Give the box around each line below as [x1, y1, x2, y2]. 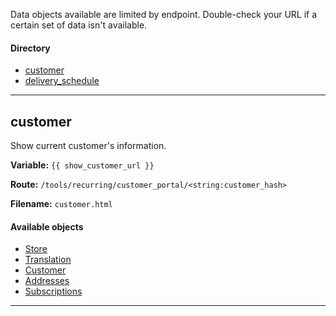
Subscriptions [24, 285, 83, 298]
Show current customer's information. [10, 140, 167, 152]
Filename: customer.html [10, 198, 113, 210]
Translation [24, 254, 72, 266]
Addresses [24, 275, 70, 287]
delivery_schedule [24, 75, 100, 87]
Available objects [10, 220, 84, 233]
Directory [10, 42, 51, 54]
